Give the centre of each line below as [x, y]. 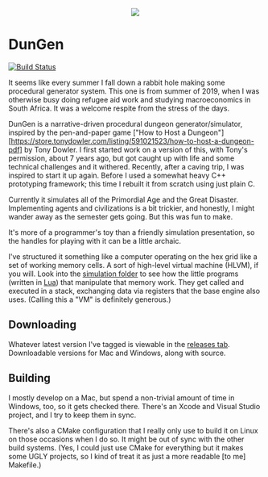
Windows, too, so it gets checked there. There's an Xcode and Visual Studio [134, 406]
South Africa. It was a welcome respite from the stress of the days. [119, 108]
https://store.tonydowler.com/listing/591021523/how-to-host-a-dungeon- [133, 140]
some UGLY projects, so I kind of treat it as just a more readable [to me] [127, 456]
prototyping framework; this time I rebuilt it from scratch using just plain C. [132, 184]
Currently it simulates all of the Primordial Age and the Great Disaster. [124, 199]
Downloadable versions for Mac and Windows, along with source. [117, 353]
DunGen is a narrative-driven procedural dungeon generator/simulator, [126, 123]
